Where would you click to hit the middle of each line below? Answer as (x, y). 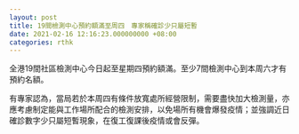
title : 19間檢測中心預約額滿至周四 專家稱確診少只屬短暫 (103, 26)
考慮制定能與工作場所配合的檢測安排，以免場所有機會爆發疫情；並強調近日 (153, 110)
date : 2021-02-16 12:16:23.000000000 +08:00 (93, 34)
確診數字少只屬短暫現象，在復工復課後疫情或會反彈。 (107, 121)
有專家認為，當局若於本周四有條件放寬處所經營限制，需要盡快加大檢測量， (145, 99)
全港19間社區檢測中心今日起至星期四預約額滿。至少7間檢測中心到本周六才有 (148, 68)
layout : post (33, 17)
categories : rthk (41, 42)
